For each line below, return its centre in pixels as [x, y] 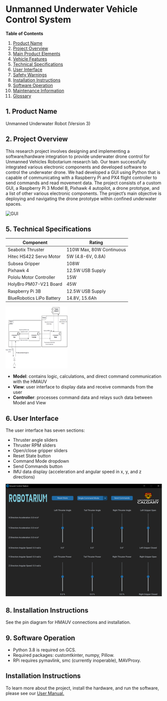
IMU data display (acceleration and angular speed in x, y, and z [77, 472]
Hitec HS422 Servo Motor [34, 256]
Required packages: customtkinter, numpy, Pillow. [63, 655]
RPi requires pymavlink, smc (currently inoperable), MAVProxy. [77, 661]
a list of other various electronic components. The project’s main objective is [83, 193]
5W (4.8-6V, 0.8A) [86, 256]
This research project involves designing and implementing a [68, 151]
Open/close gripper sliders [40, 451]
